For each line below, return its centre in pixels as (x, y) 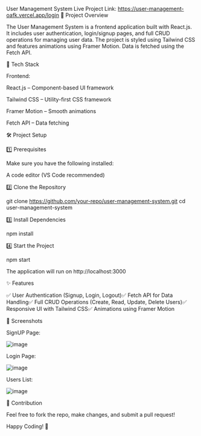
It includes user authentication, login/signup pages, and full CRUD (88, 33)
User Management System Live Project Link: (61, 9)
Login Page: (21, 356)
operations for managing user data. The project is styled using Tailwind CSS (101, 40)
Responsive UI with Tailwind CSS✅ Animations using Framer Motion (91, 309)
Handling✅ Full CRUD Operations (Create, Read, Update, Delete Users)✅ (97, 302)
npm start (18, 260)
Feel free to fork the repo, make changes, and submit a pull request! (91, 415)
